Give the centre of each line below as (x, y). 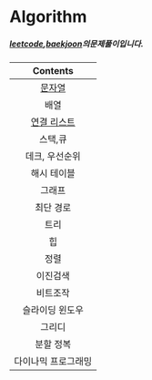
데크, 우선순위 (53, 157)
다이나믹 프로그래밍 (53, 362)
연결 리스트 (53, 122)
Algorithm (48, 17)
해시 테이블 (53, 173)
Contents (53, 71)
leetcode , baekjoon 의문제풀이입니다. (76, 44)
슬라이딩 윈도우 (53, 310)
